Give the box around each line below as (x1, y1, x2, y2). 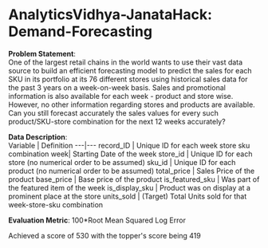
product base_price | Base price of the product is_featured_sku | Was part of (8, 174, 260, 184)
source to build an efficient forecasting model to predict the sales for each (8, 65, 253, 75)
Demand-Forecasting (8, 22, 153, 41)
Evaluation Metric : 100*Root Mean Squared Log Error (8, 215, 186, 225)
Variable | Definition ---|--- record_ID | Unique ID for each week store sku (8, 140, 250, 150)
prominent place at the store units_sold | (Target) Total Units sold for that (8, 191, 247, 201)
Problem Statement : (8, 49, 76, 58)
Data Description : (8, 132, 68, 141)
